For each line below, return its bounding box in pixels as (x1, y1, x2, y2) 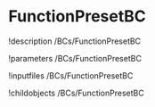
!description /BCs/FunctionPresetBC (8, 36, 142, 46)
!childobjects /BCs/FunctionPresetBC (8, 87, 144, 98)
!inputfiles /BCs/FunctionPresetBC (8, 70, 134, 81)
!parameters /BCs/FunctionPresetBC (8, 53, 142, 63)
